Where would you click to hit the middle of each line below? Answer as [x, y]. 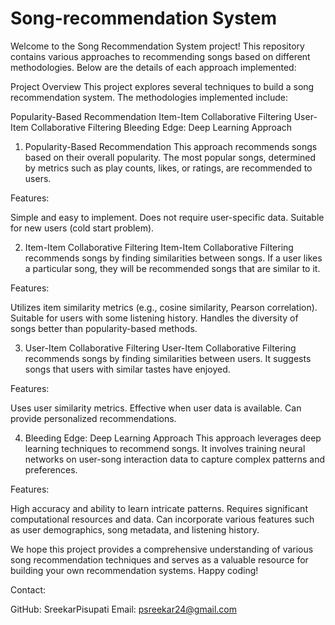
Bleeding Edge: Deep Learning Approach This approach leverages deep [173, 438]
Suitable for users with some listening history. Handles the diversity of [154, 318]
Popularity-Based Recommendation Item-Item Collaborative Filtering [151, 116]
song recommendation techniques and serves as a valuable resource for [159, 559]
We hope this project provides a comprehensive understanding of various [162, 549]
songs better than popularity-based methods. [104, 328]
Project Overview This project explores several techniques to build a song [162, 86]
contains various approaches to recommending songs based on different [160, 56]
